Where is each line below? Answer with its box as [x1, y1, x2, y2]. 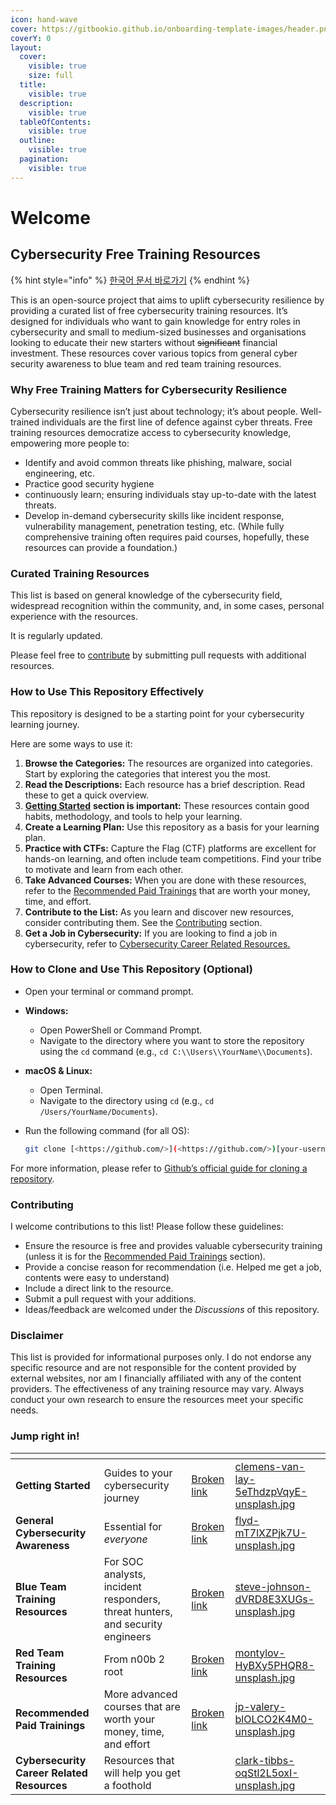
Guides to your [103, 1466, 173, 1480]
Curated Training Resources [10, 566, 150, 580]
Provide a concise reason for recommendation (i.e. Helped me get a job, [24, 1261, 322, 1273]
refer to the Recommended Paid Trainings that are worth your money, [24, 884, 311, 896]
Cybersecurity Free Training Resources [10, 246, 261, 263]
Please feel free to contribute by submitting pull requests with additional [10, 649, 307, 661]
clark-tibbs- [234, 1753, 295, 1767]
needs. [10, 1404, 39, 1416]
